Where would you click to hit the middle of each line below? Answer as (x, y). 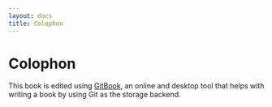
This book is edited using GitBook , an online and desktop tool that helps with (136, 86)
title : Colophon (36, 24)
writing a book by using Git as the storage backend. (95, 95)
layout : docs (30, 16)
